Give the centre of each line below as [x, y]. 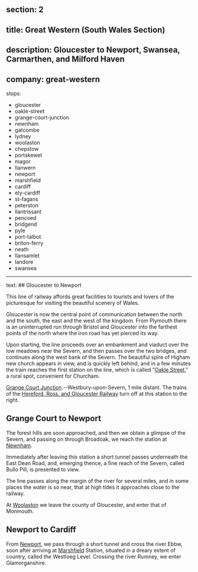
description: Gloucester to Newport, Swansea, [93, 50]
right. [13, 400]
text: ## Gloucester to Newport [44, 285]
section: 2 [25, 10]
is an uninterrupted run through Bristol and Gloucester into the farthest [92, 327]
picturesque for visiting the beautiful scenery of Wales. [73, 303]
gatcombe [27, 130]
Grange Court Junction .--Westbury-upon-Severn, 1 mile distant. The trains [97, 387]
